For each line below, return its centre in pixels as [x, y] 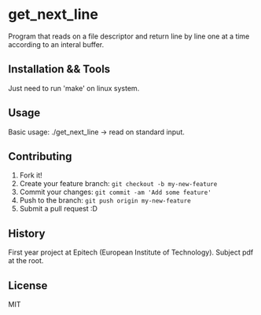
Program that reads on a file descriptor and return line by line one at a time [129, 36]
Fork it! [31, 175]
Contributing [40, 156]
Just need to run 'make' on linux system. [74, 88]
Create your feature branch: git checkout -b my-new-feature [118, 184]
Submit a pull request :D [59, 209]
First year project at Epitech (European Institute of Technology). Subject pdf [131, 252]
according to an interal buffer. [56, 44]
